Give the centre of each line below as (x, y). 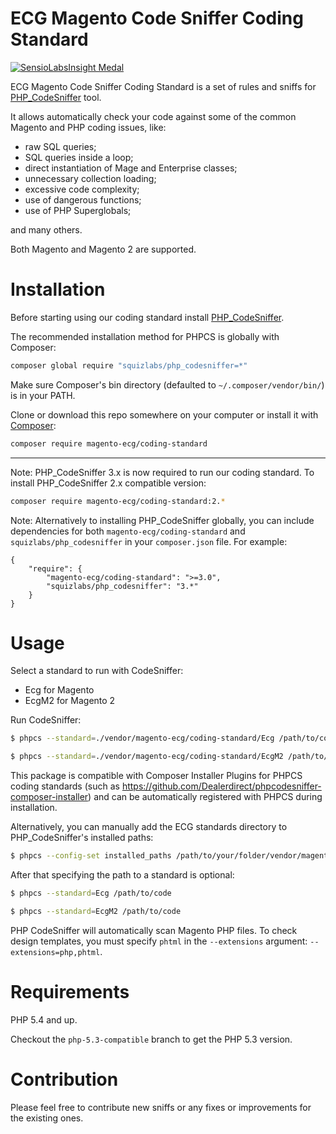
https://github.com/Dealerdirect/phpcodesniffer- (221, 786)
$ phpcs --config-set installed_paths (91, 856)
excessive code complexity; (82, 189)
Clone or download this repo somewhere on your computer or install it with (164, 414)
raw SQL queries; (60, 146)
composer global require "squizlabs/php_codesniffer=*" (129, 365)
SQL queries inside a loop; (79, 157)
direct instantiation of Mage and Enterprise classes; (131, 168)
